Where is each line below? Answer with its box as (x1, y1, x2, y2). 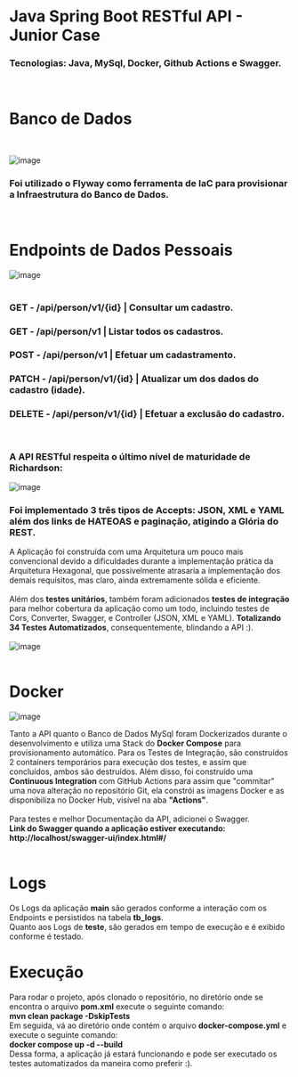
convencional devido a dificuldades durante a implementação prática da (9, 556, 274, 567)
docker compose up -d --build (9, 1040, 123, 1050)
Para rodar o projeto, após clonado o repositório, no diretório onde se (9, 991, 264, 1003)
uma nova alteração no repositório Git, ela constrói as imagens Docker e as (9, 786, 285, 796)
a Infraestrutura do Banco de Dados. (9, 189, 169, 201)
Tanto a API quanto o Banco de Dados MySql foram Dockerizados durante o (9, 729, 287, 739)
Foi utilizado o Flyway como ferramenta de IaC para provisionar (9, 177, 288, 190)
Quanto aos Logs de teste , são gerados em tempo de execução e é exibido (9, 922, 286, 933)
